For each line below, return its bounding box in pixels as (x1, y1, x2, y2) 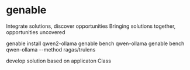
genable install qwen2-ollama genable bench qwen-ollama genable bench (6, 40, 185, 47)
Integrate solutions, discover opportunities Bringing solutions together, (6, 23, 176, 30)
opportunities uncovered (6, 28, 65, 35)
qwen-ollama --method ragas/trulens (6, 46, 96, 53)
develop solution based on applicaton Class (6, 57, 111, 64)
